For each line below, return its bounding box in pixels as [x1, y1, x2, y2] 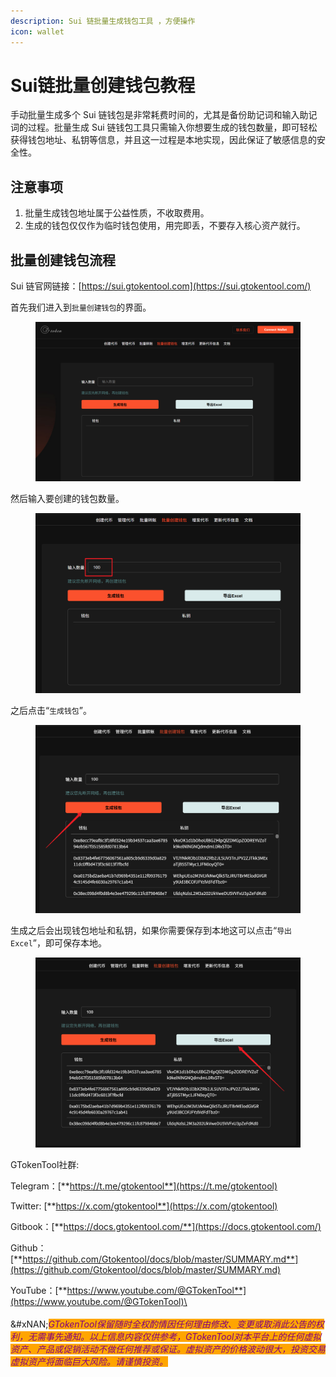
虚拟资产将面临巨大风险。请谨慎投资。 [10, 1356, 168, 1368]
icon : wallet [10, 26, 65, 37]
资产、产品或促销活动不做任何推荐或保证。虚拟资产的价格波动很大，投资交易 [10, 1343, 326, 1355]
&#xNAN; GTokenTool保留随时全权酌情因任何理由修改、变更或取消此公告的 [10, 1318, 316, 1330]
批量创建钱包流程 [10, 251, 116, 269]
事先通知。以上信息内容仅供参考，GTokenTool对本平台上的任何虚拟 [44, 1331, 322, 1343]
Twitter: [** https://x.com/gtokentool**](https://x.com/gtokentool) [10, 1200, 278, 1212]
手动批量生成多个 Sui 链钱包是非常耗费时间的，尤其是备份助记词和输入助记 [10, 109, 318, 121]
